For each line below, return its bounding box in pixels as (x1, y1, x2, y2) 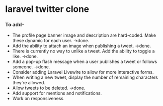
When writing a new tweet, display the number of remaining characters (12, 74, 158, 80)
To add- (5, 21, 25, 28)
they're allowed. (12, 80, 46, 86)
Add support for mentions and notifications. (12, 90, 102, 96)
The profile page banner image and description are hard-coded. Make (12, 32, 156, 38)
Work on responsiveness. (12, 96, 65, 102)
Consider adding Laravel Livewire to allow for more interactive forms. (12, 69, 154, 75)
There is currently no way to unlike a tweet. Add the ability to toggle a (12, 48, 155, 54)
